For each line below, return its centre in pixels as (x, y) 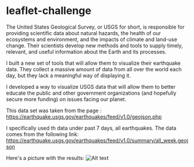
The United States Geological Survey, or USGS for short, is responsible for (96, 27)
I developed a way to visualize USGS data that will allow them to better (91, 86)
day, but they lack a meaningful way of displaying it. (69, 75)
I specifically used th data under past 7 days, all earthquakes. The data (91, 128)
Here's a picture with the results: (45, 158)
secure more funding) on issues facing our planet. (66, 99)
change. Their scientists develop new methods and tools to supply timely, (94, 46)
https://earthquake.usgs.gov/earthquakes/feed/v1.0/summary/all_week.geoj (97, 140)
